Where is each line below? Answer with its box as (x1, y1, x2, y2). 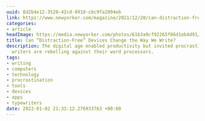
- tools (6, 83, 26, 89)
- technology (6, 71, 40, 78)
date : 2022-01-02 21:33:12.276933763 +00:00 (6, 105, 121, 112)
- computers (6, 65, 37, 72)
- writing (6, 60, 32, 66)
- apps (6, 94, 23, 100)
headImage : (6, 32, 34, 38)
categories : (6, 20, 37, 26)
